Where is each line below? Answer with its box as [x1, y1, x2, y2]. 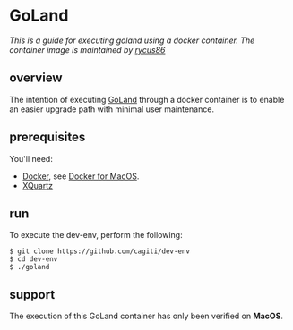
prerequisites [9, 130, 86, 145]
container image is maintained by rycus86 [9, 44, 166, 55]
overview [9, 71, 63, 86]
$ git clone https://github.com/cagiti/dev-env [9, 247, 191, 256]
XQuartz [22, 180, 54, 190]
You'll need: [9, 153, 54, 164]
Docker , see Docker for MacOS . [22, 171, 140, 182]
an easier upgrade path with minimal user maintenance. [9, 104, 215, 114]
